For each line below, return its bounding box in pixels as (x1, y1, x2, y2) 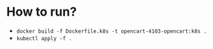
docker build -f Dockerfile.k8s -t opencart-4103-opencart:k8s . (16, 28, 207, 35)
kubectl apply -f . (16, 35, 73, 42)
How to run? (6, 4, 77, 20)
